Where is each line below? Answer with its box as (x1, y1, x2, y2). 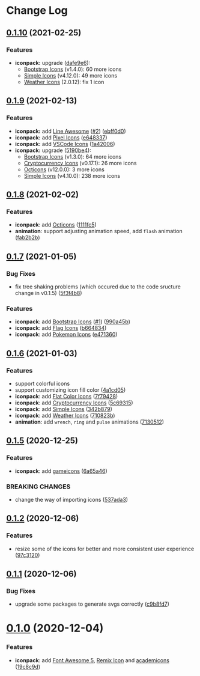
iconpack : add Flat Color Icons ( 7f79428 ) (14, 392, 118, 400)
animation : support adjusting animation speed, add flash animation (14, 228, 183, 235)
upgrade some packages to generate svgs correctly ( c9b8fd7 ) (14, 600, 170, 607)
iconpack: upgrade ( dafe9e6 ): (14, 59, 91, 66)
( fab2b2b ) (14, 234, 40, 241)
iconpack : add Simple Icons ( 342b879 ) (14, 405, 113, 412)
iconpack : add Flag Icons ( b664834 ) (14, 324, 107, 332)
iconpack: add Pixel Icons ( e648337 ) (14, 133, 108, 141)
